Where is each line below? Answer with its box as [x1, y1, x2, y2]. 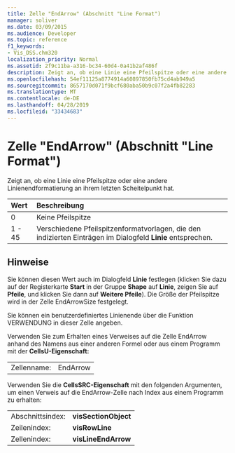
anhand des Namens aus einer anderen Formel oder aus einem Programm [7, 339, 220, 348]
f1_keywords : [7, 43, 45, 50]
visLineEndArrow [72, 434, 131, 444]
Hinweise [7, 257, 49, 269]
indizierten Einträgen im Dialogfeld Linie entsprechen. [36, 232, 213, 242]
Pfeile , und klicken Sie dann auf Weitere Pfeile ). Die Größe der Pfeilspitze [7, 290, 220, 298]
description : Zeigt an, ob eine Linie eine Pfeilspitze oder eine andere [7, 69, 227, 76]
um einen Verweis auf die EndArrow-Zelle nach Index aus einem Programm [7, 388, 224, 396]
